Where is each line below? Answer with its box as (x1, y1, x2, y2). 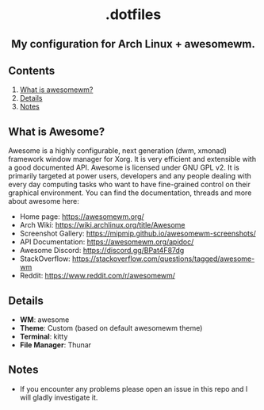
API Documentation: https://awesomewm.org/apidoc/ (19, 237, 194, 247)
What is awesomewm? (19, 85, 94, 94)
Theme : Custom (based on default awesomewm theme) (19, 324, 203, 333)
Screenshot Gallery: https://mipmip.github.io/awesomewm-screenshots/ (19, 228, 256, 239)
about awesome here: (8, 197, 79, 206)
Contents (8, 63, 55, 77)
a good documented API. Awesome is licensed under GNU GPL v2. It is (8, 163, 240, 172)
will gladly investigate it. (19, 393, 98, 402)
